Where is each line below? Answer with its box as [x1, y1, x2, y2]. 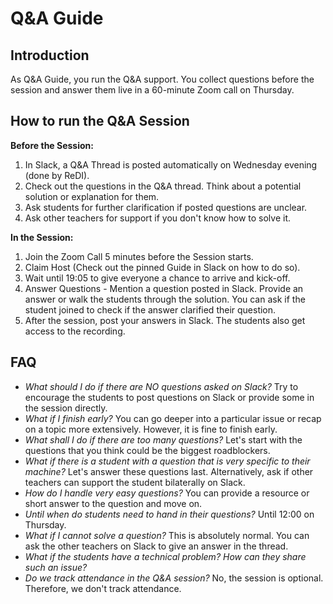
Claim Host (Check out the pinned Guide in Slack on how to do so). [24, 261, 301, 273]
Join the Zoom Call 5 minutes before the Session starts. [24, 250, 254, 262]
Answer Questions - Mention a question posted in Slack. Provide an [24, 282, 304, 294]
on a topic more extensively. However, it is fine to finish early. [24, 423, 278, 435]
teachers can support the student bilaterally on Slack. [24, 476, 246, 488]
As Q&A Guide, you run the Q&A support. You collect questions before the [10, 73, 315, 85]
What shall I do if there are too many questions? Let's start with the [24, 433, 303, 446]
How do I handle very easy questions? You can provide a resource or [24, 487, 310, 499]
